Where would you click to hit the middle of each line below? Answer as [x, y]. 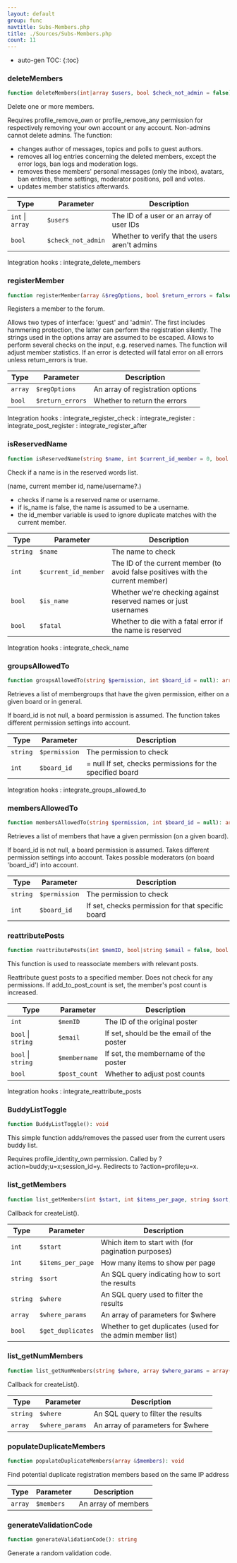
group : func [25, 20]
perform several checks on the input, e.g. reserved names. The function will [117, 345]
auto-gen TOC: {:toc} [48, 60]
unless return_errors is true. [48, 360]
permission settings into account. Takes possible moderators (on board [111, 857]
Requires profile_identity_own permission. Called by [82, 1159]
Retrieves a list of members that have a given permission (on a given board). [118, 836]
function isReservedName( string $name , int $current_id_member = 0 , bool [118, 459]
